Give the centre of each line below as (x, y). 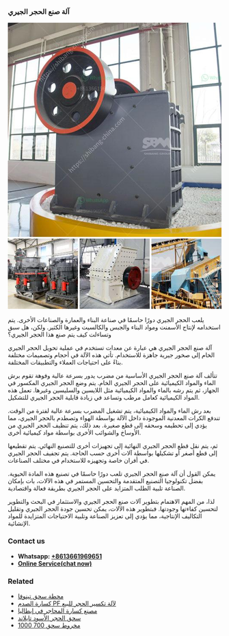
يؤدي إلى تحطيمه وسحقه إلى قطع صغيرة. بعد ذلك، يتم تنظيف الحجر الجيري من (107, 426)
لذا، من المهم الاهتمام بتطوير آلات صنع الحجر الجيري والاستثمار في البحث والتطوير (111, 502)
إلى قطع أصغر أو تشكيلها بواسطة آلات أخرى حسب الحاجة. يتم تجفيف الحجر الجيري (113, 453)
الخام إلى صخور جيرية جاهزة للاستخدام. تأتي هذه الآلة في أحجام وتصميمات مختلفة (111, 355)
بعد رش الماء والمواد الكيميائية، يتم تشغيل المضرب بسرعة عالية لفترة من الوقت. (109, 411)
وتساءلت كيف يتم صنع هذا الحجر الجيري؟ (60, 334)
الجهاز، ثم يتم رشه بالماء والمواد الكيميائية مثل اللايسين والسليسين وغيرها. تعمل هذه (113, 390)
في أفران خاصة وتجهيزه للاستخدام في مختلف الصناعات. (79, 461)
